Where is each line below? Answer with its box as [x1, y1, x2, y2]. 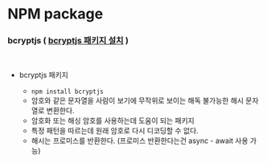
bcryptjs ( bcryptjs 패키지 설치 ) [7, 35, 129, 47]
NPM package [7, 5, 104, 23]
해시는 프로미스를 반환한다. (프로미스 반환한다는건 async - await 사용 [31, 136, 249, 145]
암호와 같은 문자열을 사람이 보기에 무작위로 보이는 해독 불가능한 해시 [31, 96, 244, 105]
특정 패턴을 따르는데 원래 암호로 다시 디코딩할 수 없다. [31, 126, 199, 136]
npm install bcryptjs [31, 88, 104, 96]
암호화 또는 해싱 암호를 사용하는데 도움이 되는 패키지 [31, 116, 195, 125]
